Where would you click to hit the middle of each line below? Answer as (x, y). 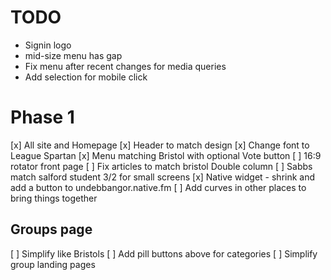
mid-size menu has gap (73, 55)
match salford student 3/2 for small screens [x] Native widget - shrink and (163, 177)
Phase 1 (42, 117)
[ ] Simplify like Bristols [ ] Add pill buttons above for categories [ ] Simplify (164, 253)
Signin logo (48, 45)
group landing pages (53, 264)
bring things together (54, 198)
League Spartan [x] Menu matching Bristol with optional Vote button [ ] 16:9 (166, 155)
